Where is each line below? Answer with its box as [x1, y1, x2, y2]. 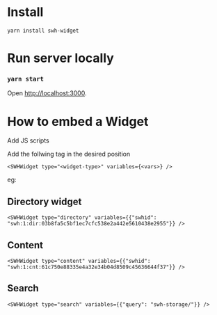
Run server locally [7, 50, 115, 66]
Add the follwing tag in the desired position [7, 150, 131, 159]
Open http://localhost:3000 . [7, 89, 87, 97]
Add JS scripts [7, 136, 50, 145]
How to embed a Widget [7, 113, 149, 129]
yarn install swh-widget [7, 27, 79, 34]
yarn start [7, 75, 44, 83]
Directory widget [7, 195, 82, 207]
